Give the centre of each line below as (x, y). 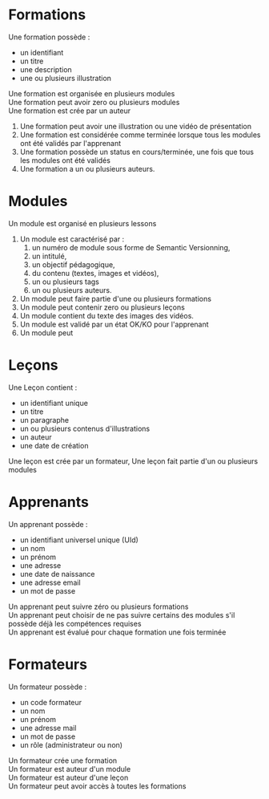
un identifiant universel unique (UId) (79, 540)
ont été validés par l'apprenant (70, 143)
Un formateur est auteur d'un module (70, 769)
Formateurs (48, 664)
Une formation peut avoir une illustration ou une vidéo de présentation (136, 126)
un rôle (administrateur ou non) (71, 744)
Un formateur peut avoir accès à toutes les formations (97, 786)
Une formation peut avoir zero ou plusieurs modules (94, 102)
